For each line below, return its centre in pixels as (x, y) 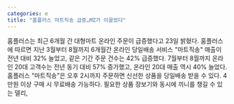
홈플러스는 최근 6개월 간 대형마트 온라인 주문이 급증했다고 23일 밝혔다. (103, 41)
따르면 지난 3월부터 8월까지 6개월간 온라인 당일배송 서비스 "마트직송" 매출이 (118, 49)
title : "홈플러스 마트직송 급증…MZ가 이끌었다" (67, 20)
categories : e (28, 14)
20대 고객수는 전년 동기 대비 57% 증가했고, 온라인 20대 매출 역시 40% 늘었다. (121, 67)
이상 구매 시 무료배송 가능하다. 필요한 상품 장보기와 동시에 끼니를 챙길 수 (118, 84)
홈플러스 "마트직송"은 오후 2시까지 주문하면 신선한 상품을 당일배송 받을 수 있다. (115, 75)
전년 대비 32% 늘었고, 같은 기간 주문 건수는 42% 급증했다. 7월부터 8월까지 (109, 58)
